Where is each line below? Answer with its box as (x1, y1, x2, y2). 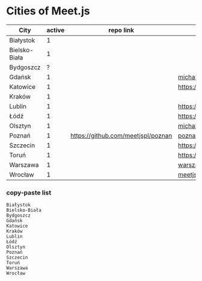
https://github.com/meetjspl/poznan (70, 131, 173, 139)
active (46, 26, 65, 34)
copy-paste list (6, 188, 52, 196)
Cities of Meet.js (6, 4, 90, 18)
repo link (108, 26, 134, 34)
